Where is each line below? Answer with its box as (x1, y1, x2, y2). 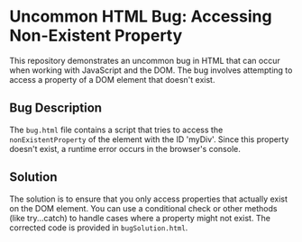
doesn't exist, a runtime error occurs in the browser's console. (9, 143, 241, 154)
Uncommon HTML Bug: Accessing (9, 6, 272, 27)
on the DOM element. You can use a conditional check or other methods (9, 202, 278, 213)
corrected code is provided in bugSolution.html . (9, 222, 188, 233)
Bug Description (9, 101, 102, 116)
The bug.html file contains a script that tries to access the (9, 124, 224, 135)
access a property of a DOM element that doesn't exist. (9, 74, 215, 85)
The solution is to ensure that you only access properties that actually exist (9, 193, 288, 204)
